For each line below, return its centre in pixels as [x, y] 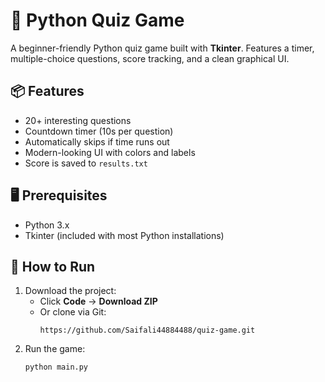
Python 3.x [47, 225]
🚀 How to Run [53, 266]
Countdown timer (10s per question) [99, 131]
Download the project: [70, 291]
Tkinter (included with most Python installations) [124, 235]
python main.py [56, 367]
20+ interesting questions [78, 120]
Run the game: [55, 349]
